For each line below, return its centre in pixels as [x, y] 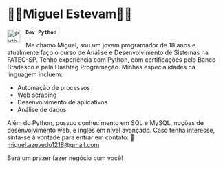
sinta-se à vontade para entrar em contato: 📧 [71, 137]
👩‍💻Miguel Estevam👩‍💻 [70, 14]
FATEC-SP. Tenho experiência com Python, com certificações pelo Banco [111, 59]
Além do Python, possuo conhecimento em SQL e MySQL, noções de [106, 122]
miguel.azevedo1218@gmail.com [53, 144]
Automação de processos [54, 87]
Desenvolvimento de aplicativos [62, 102]
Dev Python [41, 32]
